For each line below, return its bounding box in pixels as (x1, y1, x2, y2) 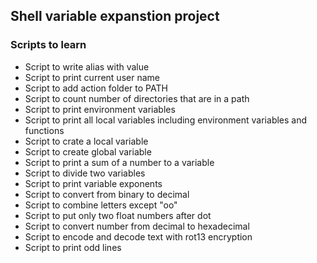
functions (24, 124, 65, 136)
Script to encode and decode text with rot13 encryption (24, 230, 253, 243)
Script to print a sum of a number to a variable (24, 156, 215, 168)
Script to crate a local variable (24, 135, 149, 147)
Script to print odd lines (24, 241, 122, 253)
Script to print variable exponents (24, 177, 163, 189)
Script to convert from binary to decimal (24, 188, 190, 200)
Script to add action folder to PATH (24, 82, 168, 94)
